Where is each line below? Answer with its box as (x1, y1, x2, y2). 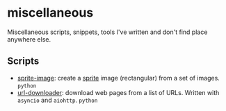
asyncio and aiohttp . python (17, 96, 98, 104)
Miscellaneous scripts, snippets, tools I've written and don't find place (7, 28, 208, 36)
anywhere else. (7, 35, 51, 43)
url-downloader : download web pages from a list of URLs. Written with (17, 88, 220, 96)
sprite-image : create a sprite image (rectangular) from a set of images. (17, 74, 220, 82)
